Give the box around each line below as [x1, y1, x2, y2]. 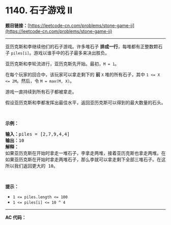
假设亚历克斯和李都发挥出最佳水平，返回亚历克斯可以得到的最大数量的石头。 [5, 99, 166, 105]
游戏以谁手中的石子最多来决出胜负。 [34, 49, 110, 56]
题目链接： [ [5, 22, 30, 29]
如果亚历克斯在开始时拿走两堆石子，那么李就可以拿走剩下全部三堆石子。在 [5, 156, 161, 162]
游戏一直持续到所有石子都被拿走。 [5, 89, 77, 95]
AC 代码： [5, 214, 26, 220]
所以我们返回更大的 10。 [5, 163, 59, 168]
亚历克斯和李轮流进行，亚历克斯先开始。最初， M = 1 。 [5, 61, 120, 67]
